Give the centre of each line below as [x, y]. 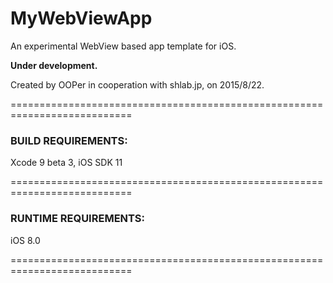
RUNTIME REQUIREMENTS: [78, 219]
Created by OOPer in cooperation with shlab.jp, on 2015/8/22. [137, 84]
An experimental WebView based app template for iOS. [123, 46]
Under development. [54, 65]
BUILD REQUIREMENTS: [69, 140]
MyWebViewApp [81, 18]
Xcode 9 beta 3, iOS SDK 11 [66, 163]
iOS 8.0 [25, 240]
